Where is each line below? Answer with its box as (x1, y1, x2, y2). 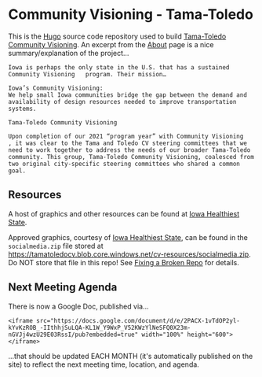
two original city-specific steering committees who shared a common (8, 160, 241, 168)
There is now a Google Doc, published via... (8, 301, 149, 311)
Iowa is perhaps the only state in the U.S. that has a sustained (8, 63, 230, 72)
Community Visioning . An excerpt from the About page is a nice (8, 39, 214, 49)
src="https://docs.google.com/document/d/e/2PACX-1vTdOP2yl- (36, 316, 241, 324)
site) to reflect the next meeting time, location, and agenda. (8, 360, 200, 369)
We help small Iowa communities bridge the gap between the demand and (8, 91, 247, 99)
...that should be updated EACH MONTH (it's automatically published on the (8, 351, 253, 360)
